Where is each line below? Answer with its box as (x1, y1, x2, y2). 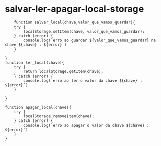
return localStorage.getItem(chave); (23, 69, 103, 74)
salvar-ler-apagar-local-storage (5, 3, 144, 15)
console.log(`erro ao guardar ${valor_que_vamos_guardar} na (23, 38, 156, 43)
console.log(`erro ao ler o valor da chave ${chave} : (23, 78, 143, 83)
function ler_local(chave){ (5, 60, 65, 65)
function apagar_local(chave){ (5, 105, 72, 110)
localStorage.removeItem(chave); (23, 113, 95, 119)
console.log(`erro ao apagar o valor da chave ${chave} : (23, 123, 149, 128)
